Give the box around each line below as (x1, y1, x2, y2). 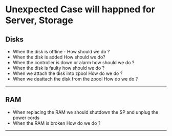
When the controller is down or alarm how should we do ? (12, 60, 135, 65)
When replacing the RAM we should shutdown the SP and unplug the (12, 109, 159, 115)
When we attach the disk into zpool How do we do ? (12, 70, 123, 76)
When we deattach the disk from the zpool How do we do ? (12, 76, 138, 82)
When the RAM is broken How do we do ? (12, 120, 101, 126)
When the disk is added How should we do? (12, 54, 106, 60)
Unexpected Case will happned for (5, 4, 155, 15)
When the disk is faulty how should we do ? (12, 65, 105, 71)
